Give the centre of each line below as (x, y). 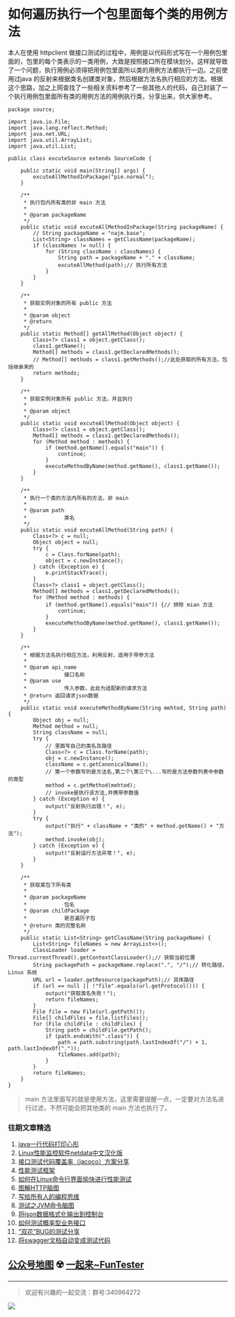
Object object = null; (66, 542)
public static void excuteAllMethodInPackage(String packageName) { (122, 227)
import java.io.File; (39, 122)
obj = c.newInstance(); (79, 758)
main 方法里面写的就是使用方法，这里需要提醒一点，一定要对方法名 (121, 1099)
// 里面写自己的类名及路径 (78, 746)
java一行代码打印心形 (48, 1144)
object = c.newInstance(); (84, 560)
